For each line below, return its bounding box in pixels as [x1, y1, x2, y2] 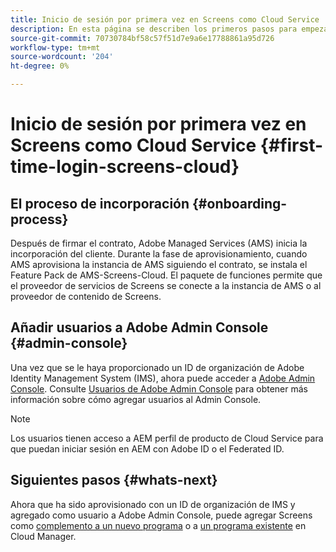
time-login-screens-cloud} [10, 156, 240, 178]
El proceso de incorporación [10, 195, 190, 212]
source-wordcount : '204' [10, 52, 114, 62]
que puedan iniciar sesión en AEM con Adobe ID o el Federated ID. [10, 442, 285, 455]
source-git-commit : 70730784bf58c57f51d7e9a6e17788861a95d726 [10, 33, 275, 43]
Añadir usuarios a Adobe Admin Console [10, 319, 269, 336]
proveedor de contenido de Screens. [10, 291, 162, 302]
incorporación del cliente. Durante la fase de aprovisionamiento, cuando [10, 248, 308, 260]
